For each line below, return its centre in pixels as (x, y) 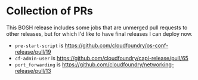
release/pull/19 (33, 51)
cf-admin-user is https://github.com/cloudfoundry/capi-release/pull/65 (102, 58)
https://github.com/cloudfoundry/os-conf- (117, 45)
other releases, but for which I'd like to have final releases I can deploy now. (99, 33)
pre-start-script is (39, 45)
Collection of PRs (50, 11)
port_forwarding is (38, 64)
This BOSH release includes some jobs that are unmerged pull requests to (97, 27)
